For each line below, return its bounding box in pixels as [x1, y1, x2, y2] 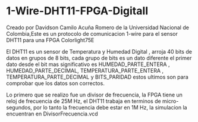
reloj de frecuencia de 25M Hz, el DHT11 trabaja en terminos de [6, 97, 162, 105]
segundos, [6, 104, 33, 111]
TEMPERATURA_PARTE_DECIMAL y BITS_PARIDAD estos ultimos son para [6, 73, 188, 80]
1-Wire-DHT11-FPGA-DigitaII [6, 4, 149, 18]
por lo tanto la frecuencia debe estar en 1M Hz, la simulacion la [33, 104, 187, 111]
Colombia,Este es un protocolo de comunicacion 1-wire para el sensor [6, 30, 178, 37]
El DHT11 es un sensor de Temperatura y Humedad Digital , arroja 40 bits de [6, 48, 192, 55]
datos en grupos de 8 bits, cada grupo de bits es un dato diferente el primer [6, 54, 192, 61]
